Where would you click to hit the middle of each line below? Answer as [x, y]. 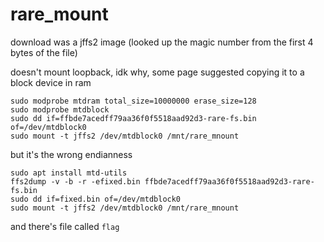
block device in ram [51, 82]
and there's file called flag [65, 226]
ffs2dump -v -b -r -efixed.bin [75, 181]
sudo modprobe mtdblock [60, 109]
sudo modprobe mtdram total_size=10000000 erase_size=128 [133, 101]
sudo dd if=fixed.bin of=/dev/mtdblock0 [96, 199]
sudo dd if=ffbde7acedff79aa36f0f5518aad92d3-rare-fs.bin [133, 118]
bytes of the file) [44, 52]
